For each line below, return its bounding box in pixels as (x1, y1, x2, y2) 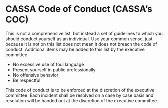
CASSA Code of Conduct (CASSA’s (5, 3, 153, 15)
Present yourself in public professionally (12, 66, 96, 73)
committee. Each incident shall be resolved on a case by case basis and (5, 92, 154, 98)
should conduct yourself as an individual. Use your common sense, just (5, 36, 153, 42)
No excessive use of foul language (12, 61, 84, 67)
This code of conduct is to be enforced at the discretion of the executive (5, 87, 155, 93)
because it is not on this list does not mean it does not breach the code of (5, 41, 157, 47)
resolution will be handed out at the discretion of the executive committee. (5, 97, 159, 103)
